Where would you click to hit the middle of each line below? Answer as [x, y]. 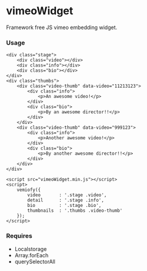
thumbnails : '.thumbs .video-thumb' [75, 211]
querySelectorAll [35, 262]
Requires [19, 236]
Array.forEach [32, 255]
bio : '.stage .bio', [64, 206]
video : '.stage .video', [67, 195]
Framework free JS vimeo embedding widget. [62, 27]
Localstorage [31, 249]
